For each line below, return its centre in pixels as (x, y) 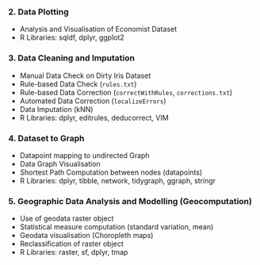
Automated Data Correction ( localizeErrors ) (93, 101)
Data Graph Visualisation (60, 163)
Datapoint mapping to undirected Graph (84, 155)
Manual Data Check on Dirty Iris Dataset (85, 75)
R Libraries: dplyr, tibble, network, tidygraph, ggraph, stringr (118, 180)
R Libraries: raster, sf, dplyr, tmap (74, 252)
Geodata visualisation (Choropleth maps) (86, 236)
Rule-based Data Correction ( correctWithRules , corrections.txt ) (126, 92)
